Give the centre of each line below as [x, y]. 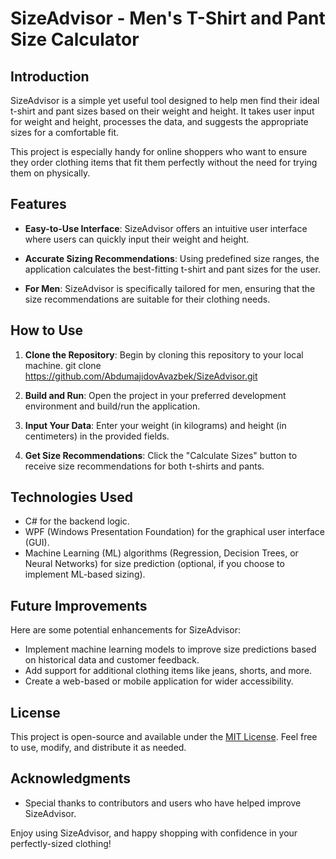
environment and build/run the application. [112, 406]
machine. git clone [63, 365]
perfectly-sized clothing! [61, 843]
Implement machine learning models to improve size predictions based [170, 649]
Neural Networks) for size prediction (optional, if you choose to [154, 564]
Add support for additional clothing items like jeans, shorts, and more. [168, 671]
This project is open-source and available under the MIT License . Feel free [164, 737]
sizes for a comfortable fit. [65, 132]
